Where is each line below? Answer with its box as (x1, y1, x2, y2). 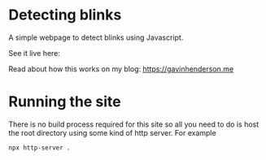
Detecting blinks (8, 6, 122, 24)
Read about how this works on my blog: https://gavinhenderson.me (8, 63, 234, 74)
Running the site (8, 93, 122, 111)
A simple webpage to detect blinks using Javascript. (8, 32, 184, 42)
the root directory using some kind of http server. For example (8, 128, 217, 137)
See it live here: (8, 48, 61, 58)
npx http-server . (8, 144, 71, 152)
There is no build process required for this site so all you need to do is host (8, 119, 259, 129)
